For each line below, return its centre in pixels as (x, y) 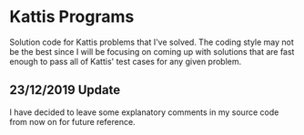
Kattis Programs (72, 17)
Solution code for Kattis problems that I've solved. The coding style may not (152, 42)
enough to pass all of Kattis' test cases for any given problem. (126, 61)
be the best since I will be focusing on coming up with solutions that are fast (152, 51)
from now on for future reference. (72, 121)
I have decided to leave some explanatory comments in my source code (144, 112)
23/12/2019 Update (65, 90)
